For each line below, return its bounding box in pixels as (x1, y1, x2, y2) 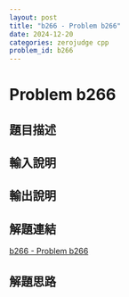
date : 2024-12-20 (9, 29, 74, 38)
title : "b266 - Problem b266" (9, 21, 122, 30)
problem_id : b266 (9, 46, 74, 55)
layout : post (9, 12, 58, 22)
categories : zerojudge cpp (9, 37, 109, 47)
